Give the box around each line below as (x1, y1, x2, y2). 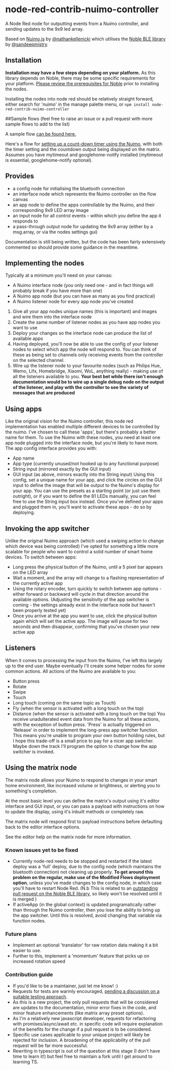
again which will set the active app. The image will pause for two (12, 618, 149, 624)
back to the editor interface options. (5, 823, 80, 830)
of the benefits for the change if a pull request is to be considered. (12, 1026, 152, 1032)
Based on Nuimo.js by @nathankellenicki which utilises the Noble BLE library (5, 36, 166, 42)
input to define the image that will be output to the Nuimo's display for (12, 482, 159, 489)
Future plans (5, 930, 37, 937)
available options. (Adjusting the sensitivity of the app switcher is (12, 596, 149, 602)
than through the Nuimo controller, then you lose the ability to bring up (12, 907, 160, 913)
